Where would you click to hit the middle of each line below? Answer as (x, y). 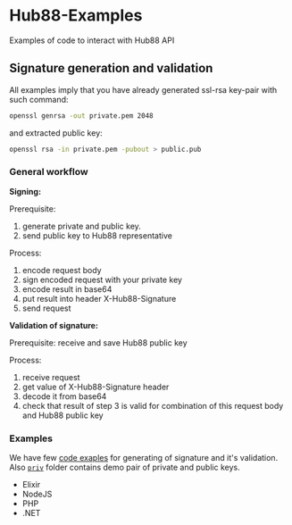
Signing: (25, 191)
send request (46, 308)
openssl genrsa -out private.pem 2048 (81, 116)
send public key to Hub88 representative (97, 235)
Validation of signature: (54, 325)
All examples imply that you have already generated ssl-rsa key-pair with (143, 89)
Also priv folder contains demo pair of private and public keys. (125, 467)
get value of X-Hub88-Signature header (96, 387)
